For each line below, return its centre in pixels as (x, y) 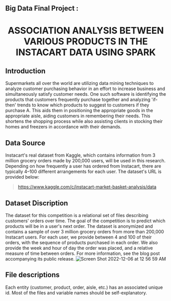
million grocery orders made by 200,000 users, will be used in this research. (86, 161)
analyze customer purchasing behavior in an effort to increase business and (85, 89)
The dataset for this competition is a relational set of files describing (77, 216)
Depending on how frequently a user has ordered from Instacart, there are (83, 166)
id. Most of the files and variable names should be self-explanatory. (76, 293)
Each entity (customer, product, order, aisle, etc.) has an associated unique (84, 287)
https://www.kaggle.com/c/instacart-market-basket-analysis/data (87, 187)
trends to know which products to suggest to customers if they (83, 105)
